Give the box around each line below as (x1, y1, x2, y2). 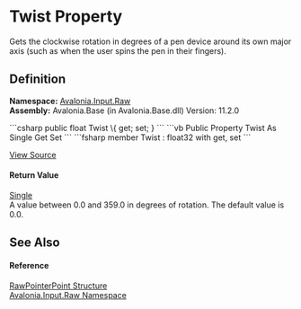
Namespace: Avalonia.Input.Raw (9, 95, 131, 106)
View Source (9, 149, 57, 160)
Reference (9, 260, 49, 270)
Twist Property (9, 6, 123, 27)
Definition (9, 72, 66, 87)
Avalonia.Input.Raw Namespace (9, 289, 128, 300)
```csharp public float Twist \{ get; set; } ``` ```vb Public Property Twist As (9, 122, 277, 133)
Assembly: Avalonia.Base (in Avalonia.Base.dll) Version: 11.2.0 (9, 105, 240, 116)
